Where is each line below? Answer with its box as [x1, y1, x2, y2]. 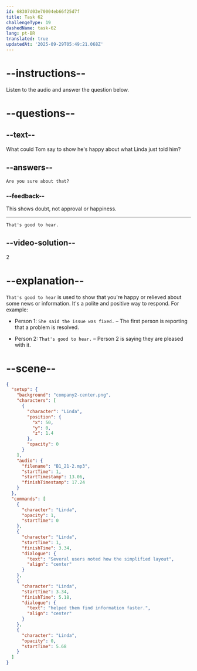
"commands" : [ [11, 496, 46, 502]
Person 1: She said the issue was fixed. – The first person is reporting [14, 317, 188, 324]
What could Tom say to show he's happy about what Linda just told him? [6, 145, 181, 153]
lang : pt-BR [6, 31, 35, 36]
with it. [14, 341, 31, 348]
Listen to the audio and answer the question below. [6, 86, 130, 93]
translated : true [6, 36, 49, 42]
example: [6, 306, 28, 313]
